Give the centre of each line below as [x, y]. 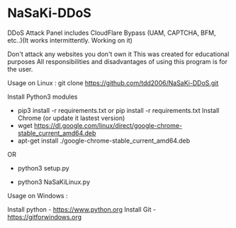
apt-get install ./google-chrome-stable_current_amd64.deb [104, 141]
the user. [20, 69]
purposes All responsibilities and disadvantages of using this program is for [118, 61]
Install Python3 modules [43, 97]
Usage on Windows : [38, 195]
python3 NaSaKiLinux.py [54, 182]
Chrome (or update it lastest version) [71, 118]
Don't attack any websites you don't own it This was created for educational [118, 54]
